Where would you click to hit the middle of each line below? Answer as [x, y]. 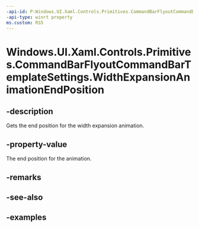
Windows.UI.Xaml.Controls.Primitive [99, 52]
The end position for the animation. [49, 159]
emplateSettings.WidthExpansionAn [98, 77]
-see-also [25, 197]
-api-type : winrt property [39, 17]
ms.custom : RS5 [25, 23]
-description [30, 111]
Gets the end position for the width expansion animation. [75, 126]
